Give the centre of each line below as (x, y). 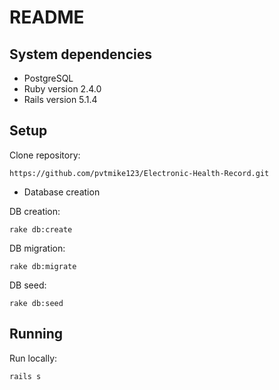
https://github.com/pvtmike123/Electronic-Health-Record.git (139, 173)
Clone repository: (45, 155)
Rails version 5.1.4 (60, 99)
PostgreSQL (48, 78)
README (47, 17)
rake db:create (41, 229)
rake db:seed (36, 303)
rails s (25, 376)
